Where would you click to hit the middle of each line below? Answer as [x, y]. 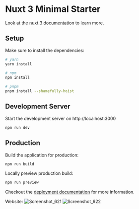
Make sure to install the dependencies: [45, 50]
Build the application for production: [42, 155]
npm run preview [22, 183]
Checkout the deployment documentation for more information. [70, 192]
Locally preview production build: [39, 173]
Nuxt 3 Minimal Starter [53, 9]
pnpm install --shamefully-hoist [40, 91]
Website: [14, 202]
